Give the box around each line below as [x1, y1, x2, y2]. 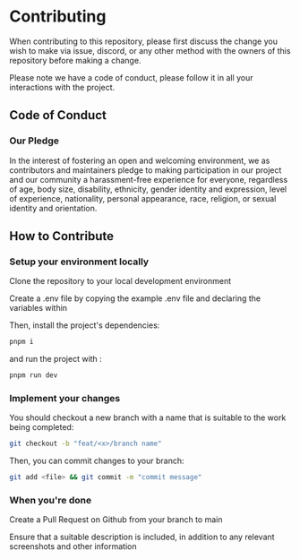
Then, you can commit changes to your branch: [9, 455, 184, 467]
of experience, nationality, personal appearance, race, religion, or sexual [9, 193, 277, 203]
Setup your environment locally [9, 255, 150, 268]
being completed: [9, 422, 74, 433]
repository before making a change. [9, 55, 141, 65]
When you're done [9, 494, 92, 507]
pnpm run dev [9, 371, 58, 380]
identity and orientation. [9, 202, 98, 213]
